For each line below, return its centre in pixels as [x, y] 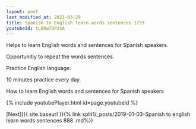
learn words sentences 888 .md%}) [50, 121]
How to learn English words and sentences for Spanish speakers [85, 91]
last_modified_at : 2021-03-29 [44, 17]
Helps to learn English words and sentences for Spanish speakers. [87, 45]
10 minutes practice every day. [44, 80]
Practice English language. [39, 68]
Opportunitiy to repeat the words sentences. [60, 56]
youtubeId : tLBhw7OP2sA [36, 28]
